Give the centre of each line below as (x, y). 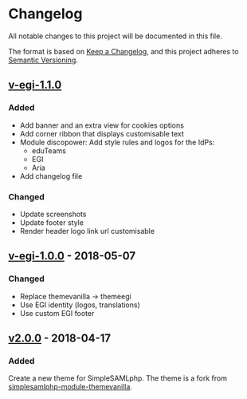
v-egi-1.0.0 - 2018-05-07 (72, 256)
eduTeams (49, 150)
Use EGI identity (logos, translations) (80, 305)
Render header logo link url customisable (87, 231)
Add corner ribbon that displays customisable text (102, 133)
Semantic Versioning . (43, 60)
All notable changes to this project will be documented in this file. (116, 36)
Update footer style (51, 222)
